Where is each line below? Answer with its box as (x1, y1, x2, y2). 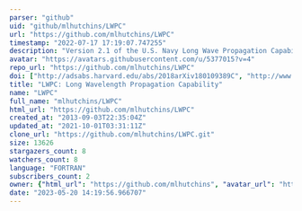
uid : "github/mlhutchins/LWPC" (9, 22, 127, 31)
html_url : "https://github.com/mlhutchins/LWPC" (9, 105, 195, 114)
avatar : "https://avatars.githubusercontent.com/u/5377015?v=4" (9, 55, 255, 64)
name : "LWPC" (9, 88, 58, 97)
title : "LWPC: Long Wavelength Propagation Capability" (9, 80, 223, 89)
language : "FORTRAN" (9, 163, 87, 172)
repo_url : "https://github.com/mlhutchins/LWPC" (9, 64, 195, 73)
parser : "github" (9, 13, 75, 22)
